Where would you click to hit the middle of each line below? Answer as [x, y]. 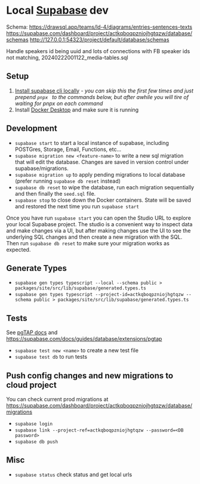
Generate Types [37, 268]
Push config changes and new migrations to [90, 376]
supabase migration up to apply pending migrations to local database [100, 174]
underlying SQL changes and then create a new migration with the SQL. [94, 237]
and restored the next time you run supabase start [77, 206]
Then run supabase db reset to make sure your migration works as [88, 243]
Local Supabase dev [57, 10]
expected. [19, 249]
